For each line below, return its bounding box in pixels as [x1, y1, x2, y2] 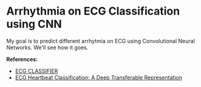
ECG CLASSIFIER [15, 67, 58, 74]
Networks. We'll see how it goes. [6, 44, 89, 51]
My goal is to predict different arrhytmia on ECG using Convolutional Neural [6, 37, 196, 44]
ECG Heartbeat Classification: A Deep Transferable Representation [15, 74, 182, 81]
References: [6, 55, 38, 63]
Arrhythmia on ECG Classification [6, 4, 180, 18]
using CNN [6, 17, 62, 31]
